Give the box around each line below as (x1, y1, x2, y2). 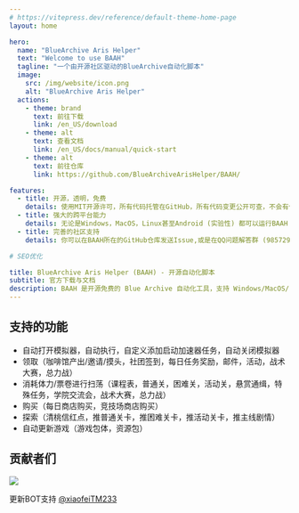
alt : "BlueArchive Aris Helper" (25, 86, 145, 96)
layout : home (9, 21, 58, 30)
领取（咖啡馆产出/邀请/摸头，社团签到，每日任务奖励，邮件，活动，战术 (21, 355, 286, 366)
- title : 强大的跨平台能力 (17, 211, 107, 220)
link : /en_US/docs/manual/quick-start (32, 145, 177, 154)
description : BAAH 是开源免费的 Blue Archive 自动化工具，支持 (9, 284, 230, 294)
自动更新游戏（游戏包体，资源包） (21, 422, 148, 433)
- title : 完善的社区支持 (17, 227, 101, 236)
